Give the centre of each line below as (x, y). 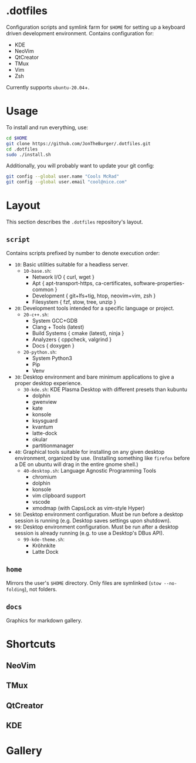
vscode (41, 501)
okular (40, 439)
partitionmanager (53, 446)
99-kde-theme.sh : (44, 539)
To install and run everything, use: (47, 127)
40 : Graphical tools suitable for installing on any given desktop (89, 451)
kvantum (43, 427)
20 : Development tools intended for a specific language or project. (94, 308)
